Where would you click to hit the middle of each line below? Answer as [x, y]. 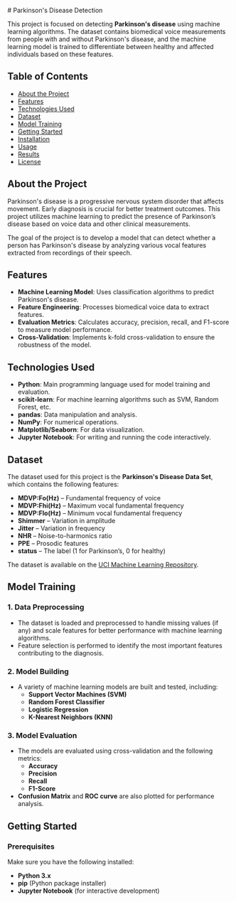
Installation [34, 139]
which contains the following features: [63, 484]
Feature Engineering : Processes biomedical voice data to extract [113, 307]
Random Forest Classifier [66, 702]
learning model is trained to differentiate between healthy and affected [111, 47]
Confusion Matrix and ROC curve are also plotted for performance [116, 796]
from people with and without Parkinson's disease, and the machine [107, 39]
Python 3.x [34, 876]
